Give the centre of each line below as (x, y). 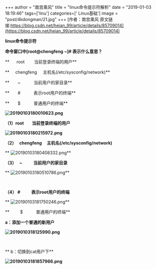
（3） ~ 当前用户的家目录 (36, 163)
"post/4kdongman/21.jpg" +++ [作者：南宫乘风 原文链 (59, 19)
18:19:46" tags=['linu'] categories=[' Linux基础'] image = (61, 13)
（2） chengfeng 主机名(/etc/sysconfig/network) (59, 143)
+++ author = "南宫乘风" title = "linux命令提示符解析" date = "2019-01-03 (78, 7)
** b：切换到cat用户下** (29, 251)
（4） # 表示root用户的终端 (37, 192)
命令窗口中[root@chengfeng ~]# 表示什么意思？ (54, 51)
